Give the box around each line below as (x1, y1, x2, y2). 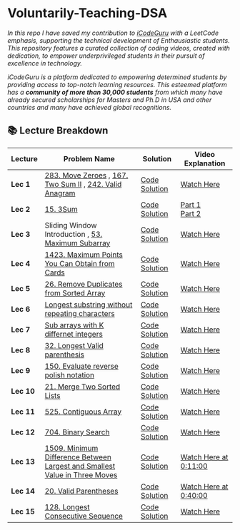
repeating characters (44, 308, 116, 318)
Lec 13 (11, 457, 35, 467)
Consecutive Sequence (44, 511, 124, 521)
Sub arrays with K (44, 320, 104, 330)
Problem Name (63, 153, 116, 163)
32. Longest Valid (44, 340, 104, 350)
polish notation (44, 370, 95, 379)
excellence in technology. (7, 58, 83, 67)
